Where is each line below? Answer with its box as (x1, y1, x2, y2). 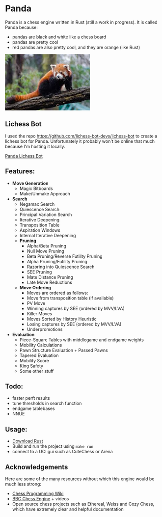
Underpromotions (27, 326, 63, 332)
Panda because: (5, 24, 38, 30)
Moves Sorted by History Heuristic (27, 316, 97, 322)
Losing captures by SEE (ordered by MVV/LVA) (27, 321, 122, 327)
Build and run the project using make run (12, 443, 94, 449)
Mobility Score (19, 357, 49, 363)
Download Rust (12, 438, 43, 444)
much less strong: (5, 481, 42, 487)
